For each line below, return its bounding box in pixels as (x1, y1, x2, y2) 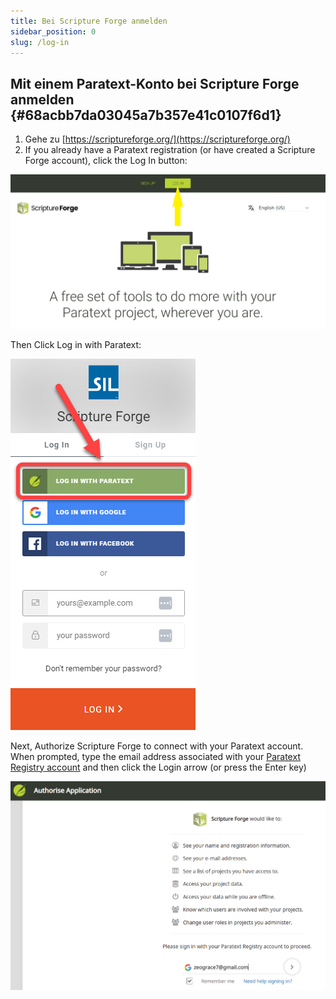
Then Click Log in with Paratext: (10, 338, 142, 350)
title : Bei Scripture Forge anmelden (10, 16, 168, 26)
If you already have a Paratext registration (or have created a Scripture (24, 144, 316, 156)
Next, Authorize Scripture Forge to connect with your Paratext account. (10, 740, 304, 752)
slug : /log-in (10, 37, 70, 47)
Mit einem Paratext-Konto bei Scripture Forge (10, 75, 300, 92)
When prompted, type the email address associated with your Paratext (10, 750, 301, 762)
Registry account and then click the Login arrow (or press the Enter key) (10, 761, 307, 773)
